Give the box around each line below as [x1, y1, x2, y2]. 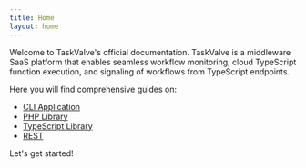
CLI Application [22, 101, 80, 112]
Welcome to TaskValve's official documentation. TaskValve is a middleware [9, 46, 291, 57]
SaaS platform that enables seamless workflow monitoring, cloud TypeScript [9, 56, 297, 67]
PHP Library [22, 111, 68, 122]
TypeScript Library [22, 120, 93, 132]
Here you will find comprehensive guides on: [9, 84, 178, 94]
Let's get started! [9, 147, 75, 159]
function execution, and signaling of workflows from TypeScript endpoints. [9, 65, 290, 77]
